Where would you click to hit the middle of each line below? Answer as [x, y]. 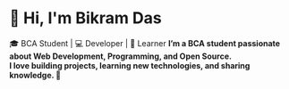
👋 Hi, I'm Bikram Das [86, 18]
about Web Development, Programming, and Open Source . [121, 56]
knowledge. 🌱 [35, 75]
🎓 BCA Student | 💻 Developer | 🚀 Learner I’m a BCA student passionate [144, 43]
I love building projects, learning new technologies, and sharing [130, 65]
